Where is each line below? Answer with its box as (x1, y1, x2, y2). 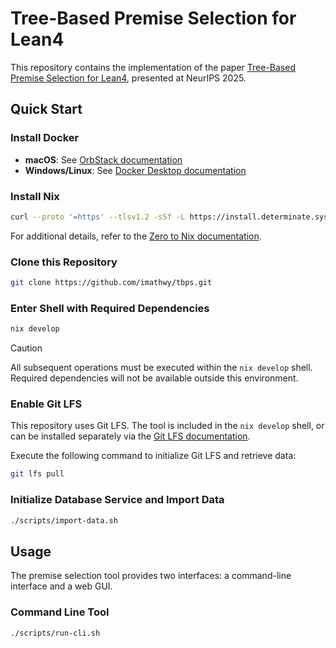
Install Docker (10, 131, 80, 145)
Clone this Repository (10, 255, 118, 269)
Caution (10, 342, 43, 354)
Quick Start (10, 101, 83, 118)
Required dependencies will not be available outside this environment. (10, 372, 299, 384)
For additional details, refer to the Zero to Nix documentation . (10, 230, 262, 242)
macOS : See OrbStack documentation (24, 153, 183, 166)
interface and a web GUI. (10, 580, 113, 592)
